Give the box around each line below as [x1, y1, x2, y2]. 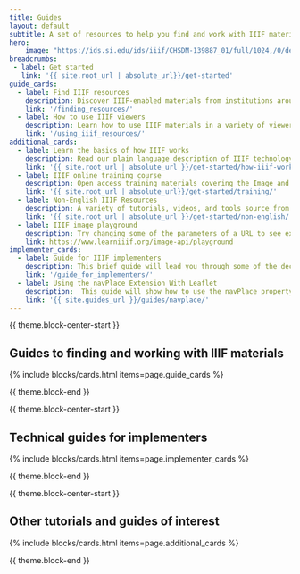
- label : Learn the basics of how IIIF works [17, 146, 190, 154]
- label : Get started [12, 63, 94, 72]
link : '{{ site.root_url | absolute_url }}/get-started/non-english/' [25, 212, 294, 221]
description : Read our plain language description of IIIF [25, 154, 250, 163]
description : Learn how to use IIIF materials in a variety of [25, 121, 266, 130]
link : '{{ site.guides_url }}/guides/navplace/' [25, 295, 210, 304]
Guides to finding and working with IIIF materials [9, 345, 284, 361]
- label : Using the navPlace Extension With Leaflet [17, 279, 218, 287]
